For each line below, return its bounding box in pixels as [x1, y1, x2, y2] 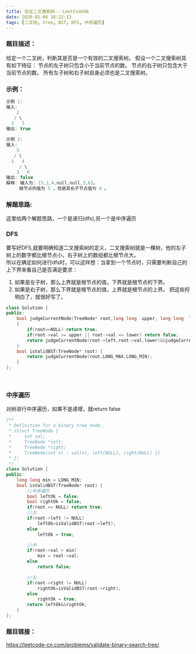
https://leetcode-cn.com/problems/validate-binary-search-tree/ [6, 641, 159, 648]
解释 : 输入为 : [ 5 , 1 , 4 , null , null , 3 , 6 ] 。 [6, 180, 98, 186]
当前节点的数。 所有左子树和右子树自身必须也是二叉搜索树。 [6, 69, 150, 76]
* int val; [8, 433, 45, 440]
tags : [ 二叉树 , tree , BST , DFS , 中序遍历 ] [6, 19, 105, 25]
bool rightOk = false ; [27, 499, 82, 505]
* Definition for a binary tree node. [8, 423, 103, 428]
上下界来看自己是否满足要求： [6, 266, 78, 273]
